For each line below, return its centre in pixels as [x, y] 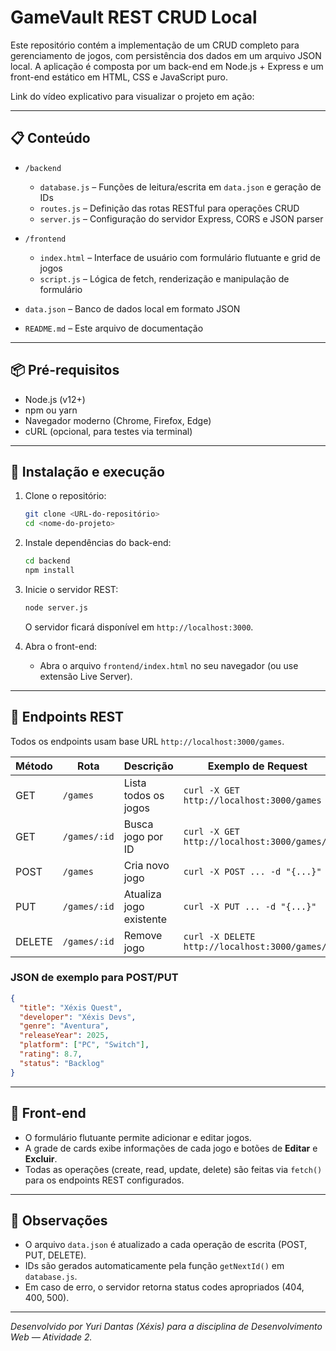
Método [34, 766]
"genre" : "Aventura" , [64, 1026]
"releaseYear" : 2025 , [64, 1036]
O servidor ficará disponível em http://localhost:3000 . [139, 627]
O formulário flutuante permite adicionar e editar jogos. [138, 1137]
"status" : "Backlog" [62, 1063]
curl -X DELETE [219, 936]
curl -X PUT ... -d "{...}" [250, 906]
